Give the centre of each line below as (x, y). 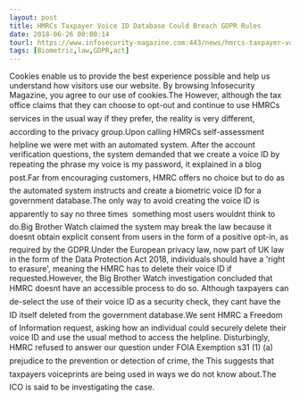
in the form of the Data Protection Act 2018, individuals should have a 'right (147, 259)
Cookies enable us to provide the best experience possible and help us (140, 76)
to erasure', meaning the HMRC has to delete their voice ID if (121, 269)
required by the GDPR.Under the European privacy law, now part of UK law (146, 250)
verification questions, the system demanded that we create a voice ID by (145, 155)
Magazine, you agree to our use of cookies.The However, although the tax (146, 96)
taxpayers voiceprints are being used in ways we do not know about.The (143, 374)
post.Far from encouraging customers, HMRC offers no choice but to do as (147, 178)
